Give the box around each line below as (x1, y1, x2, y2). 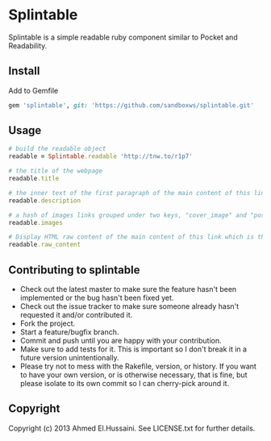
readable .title (8, 175, 60, 183)
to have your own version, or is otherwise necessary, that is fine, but (19, 370, 248, 380)
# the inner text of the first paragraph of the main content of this (8, 189, 251, 197)
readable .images (8, 218, 63, 227)
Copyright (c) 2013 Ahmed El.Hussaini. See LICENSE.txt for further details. (8, 423, 256, 433)
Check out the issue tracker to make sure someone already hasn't (19, 302, 240, 311)
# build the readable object (8, 145, 106, 153)
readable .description (8, 196, 81, 205)
